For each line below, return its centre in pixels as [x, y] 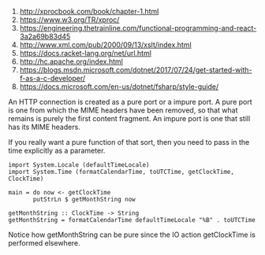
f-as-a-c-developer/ [52, 78]
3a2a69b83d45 [45, 36]
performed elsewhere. [44, 243]
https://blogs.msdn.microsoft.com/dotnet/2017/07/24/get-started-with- [136, 70]
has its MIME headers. [44, 127]
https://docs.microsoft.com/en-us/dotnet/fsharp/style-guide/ [119, 87]
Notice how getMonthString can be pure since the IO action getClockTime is [132, 235]
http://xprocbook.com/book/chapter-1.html [89, 11]
